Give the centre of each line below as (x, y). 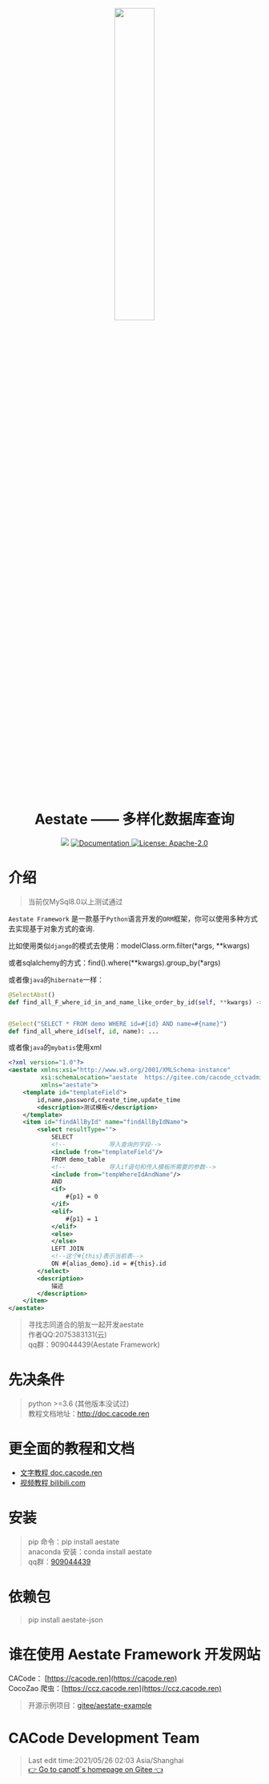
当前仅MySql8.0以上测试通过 (75, 902)
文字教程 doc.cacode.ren (61, 1473)
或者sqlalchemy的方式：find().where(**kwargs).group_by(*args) (115, 962)
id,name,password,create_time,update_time (109, 1100)
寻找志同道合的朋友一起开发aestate (86, 1324)
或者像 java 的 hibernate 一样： (56, 979)
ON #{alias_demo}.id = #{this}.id (108, 1264)
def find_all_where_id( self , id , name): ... (84, 1031)
